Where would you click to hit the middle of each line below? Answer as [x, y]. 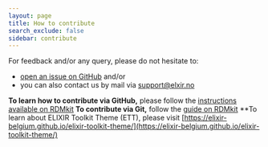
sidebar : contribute [43, 38]
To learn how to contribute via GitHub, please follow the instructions [123, 100]
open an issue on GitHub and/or [73, 76]
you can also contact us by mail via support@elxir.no [107, 85]
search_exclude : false [46, 31]
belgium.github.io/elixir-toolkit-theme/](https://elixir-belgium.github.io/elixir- [134, 126]
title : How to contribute [51, 23]
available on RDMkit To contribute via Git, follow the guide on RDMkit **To [133, 109]
